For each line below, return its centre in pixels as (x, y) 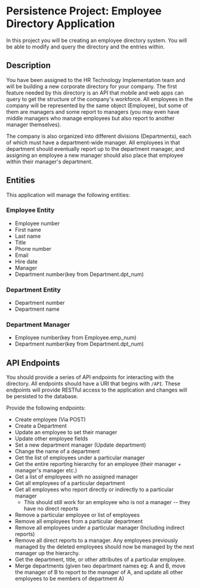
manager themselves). (34, 125)
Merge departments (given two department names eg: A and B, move (100, 566)
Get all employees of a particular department (70, 483)
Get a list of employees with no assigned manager (76, 477)
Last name (28, 236)
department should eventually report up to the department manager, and (96, 148)
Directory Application (61, 24)
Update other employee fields (51, 439)
